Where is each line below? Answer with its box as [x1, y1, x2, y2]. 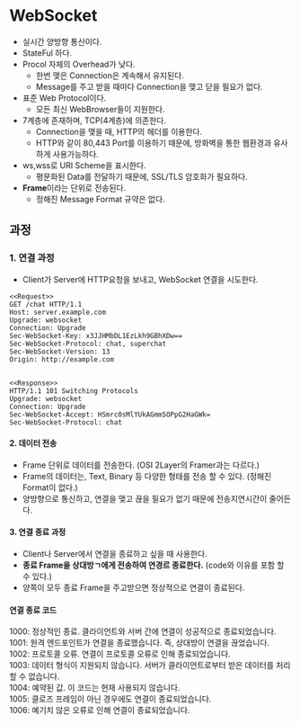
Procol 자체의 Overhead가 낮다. [22, 58, 137, 69]
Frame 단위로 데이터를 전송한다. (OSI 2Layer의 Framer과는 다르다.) [22, 460, 260, 470]
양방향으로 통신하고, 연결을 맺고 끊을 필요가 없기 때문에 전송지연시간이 [22, 493, 268, 504]
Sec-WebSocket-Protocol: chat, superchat [9, 339, 167, 348]
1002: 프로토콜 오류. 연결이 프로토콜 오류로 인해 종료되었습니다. [9, 648, 231, 659]
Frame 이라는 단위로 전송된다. [22, 182, 127, 193]
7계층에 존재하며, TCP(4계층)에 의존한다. [22, 114, 166, 126]
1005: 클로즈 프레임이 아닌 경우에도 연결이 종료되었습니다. [9, 693, 212, 704]
